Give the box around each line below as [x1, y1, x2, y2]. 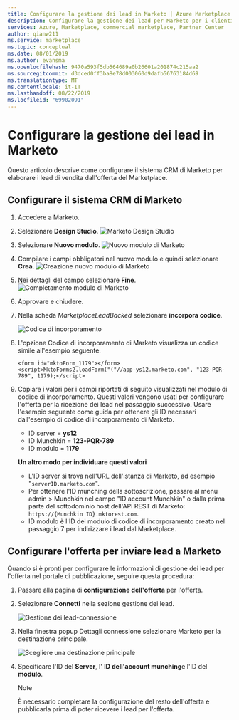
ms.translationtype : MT [7, 76, 78, 84]
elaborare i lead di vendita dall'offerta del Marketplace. [7, 173, 168, 182]
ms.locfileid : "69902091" [7, 97, 84, 104]
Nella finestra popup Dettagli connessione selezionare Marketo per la [17, 627, 221, 635]
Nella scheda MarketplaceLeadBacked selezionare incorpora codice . [17, 311, 223, 319]
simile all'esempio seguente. [17, 346, 102, 355]
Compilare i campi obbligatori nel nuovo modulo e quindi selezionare [17, 254, 219, 263]
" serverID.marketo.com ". [28, 479, 100, 488]
